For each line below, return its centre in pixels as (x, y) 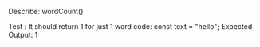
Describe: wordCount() (46, 11)
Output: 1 (23, 35)
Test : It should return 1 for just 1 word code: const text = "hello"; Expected (130, 26)
